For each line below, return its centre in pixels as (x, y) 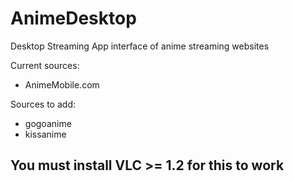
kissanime (45, 134)
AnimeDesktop (73, 18)
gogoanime (48, 123)
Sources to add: (43, 104)
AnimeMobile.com (62, 84)
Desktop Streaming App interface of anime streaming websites (140, 46)
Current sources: (45, 65)
